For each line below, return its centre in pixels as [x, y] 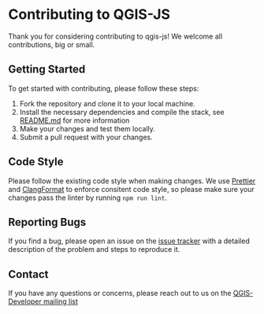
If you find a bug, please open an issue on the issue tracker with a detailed [129, 241]
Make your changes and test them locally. [87, 128]
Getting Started [47, 70]
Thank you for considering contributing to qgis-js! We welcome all [115, 36]
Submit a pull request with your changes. [86, 137]
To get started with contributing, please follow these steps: [104, 88]
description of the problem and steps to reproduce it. [94, 249]
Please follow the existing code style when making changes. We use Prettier [132, 181]
